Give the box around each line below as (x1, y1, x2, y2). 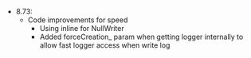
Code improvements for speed (27, 15, 128, 25)
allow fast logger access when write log (39, 41, 171, 50)
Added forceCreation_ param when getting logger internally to (39, 32, 244, 41)
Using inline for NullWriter (39, 24, 125, 33)
